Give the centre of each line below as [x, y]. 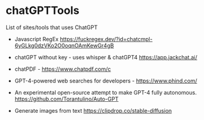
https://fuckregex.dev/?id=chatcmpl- [106, 39]
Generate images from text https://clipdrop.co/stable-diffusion [93, 110]
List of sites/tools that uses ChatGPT [52, 27]
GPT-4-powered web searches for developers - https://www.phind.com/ [106, 81]
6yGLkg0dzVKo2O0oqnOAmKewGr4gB [64, 45]
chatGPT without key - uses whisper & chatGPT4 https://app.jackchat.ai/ [106, 57]
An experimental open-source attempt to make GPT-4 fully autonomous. [105, 92]
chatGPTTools [43, 11]
